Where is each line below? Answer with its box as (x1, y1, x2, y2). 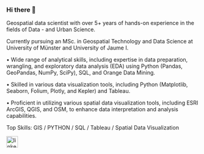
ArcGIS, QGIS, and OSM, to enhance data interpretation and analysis (6, 106, 179, 113)
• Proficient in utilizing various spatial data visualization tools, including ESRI (6, 99, 199, 106)
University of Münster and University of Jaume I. (6, 44, 129, 51)
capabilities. (6, 112, 37, 120)
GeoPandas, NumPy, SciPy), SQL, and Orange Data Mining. (6, 69, 156, 76)
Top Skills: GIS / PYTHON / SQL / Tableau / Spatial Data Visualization (6, 124, 179, 131)
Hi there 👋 (6, 5, 37, 14)
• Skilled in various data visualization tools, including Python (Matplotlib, (6, 81, 188, 88)
